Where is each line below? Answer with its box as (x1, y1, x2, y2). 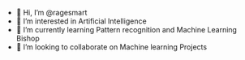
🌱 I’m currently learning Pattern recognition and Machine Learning (15, 25, 238, 34)
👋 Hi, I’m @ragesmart (15, 8, 88, 17)
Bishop (15, 33, 40, 43)
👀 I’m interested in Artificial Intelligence (15, 16, 148, 26)
